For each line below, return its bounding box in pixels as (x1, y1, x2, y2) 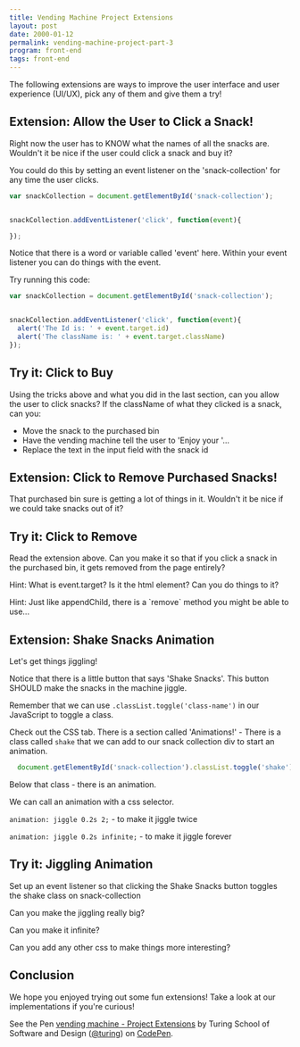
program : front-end (9, 46, 82, 55)
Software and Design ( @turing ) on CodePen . (9, 1027, 174, 1038)
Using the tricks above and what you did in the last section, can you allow (9, 389, 279, 400)
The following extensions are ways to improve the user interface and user (9, 79, 280, 89)
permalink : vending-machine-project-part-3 (9, 37, 174, 47)
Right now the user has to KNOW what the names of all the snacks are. (9, 137, 270, 148)
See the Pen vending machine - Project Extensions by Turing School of (9, 1018, 271, 1029)
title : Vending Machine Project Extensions (9, 12, 174, 22)
